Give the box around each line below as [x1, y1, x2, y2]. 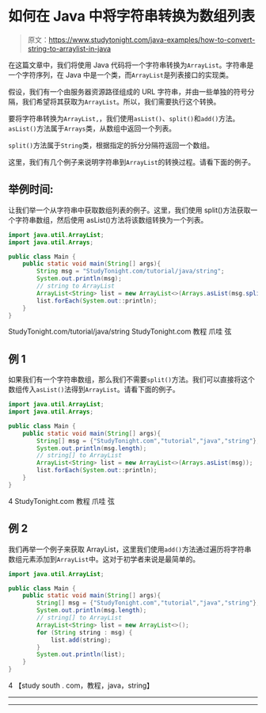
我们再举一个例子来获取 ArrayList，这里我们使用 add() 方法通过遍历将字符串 [8, 544, 252, 554]
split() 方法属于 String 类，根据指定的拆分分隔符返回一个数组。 [8, 140, 215, 150]
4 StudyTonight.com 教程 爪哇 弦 [8, 496, 115, 505]
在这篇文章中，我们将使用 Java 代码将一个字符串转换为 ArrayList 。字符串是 [8, 60, 254, 70]
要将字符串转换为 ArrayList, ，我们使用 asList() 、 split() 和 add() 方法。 [8, 113, 240, 123]
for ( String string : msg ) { [36, 628, 133, 636]
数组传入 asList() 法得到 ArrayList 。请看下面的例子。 [8, 385, 180, 395]
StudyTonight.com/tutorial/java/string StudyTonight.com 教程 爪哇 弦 [8, 326, 232, 337]
